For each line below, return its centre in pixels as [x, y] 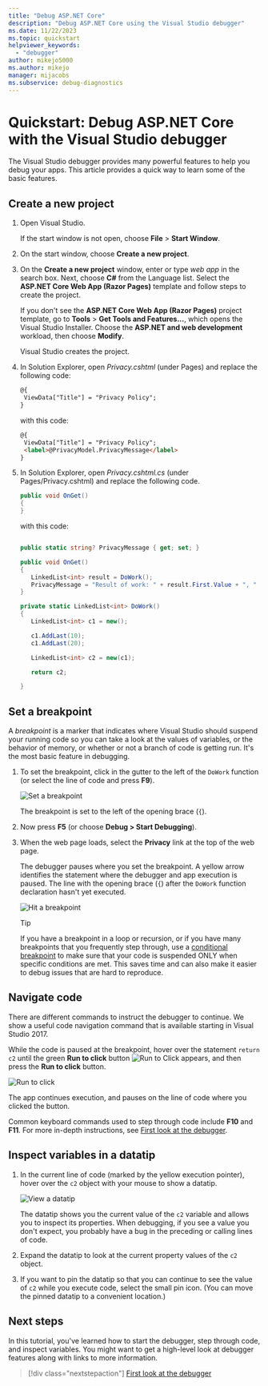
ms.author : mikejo [39, 68]
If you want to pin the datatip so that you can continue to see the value [136, 1279]
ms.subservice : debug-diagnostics [66, 82]
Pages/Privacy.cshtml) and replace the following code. [110, 481]
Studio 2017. [28, 1034]
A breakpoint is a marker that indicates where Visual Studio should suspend [133, 731]
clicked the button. [39, 1106]
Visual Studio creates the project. [75, 352]
